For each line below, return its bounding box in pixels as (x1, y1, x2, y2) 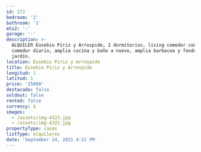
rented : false (6, 98, 42, 104)
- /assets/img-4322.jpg (11, 120, 71, 126)
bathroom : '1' (6, 20, 42, 26)
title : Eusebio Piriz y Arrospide (6, 64, 93, 71)
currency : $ (6, 103, 36, 110)
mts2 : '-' (6, 25, 31, 32)
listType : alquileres (6, 131, 60, 138)
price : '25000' (6, 81, 44, 87)
